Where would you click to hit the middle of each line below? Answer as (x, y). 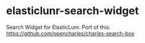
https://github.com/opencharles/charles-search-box (70, 33)
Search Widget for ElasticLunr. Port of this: (59, 27)
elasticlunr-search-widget (72, 11)
